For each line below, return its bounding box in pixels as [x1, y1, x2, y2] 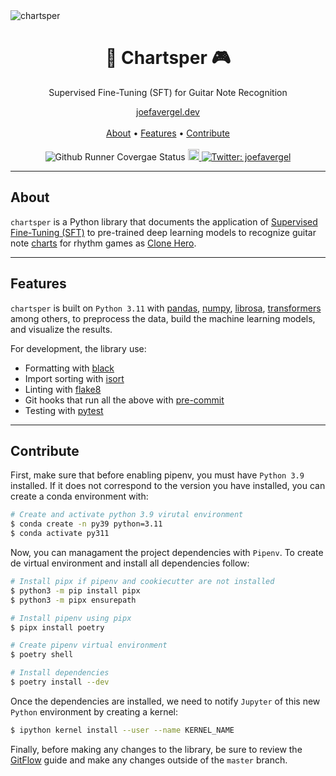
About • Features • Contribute [105, 127, 231, 139]
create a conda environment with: [10, 490, 149, 503]
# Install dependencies [10, 668, 110, 678]
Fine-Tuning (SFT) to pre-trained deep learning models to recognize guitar [10, 226, 317, 238]
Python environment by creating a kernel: [10, 705, 179, 718]
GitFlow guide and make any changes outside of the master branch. [10, 754, 288, 766]
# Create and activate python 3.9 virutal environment [10, 510, 244, 520]
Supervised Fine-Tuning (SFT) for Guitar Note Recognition [48, 86, 288, 98]
